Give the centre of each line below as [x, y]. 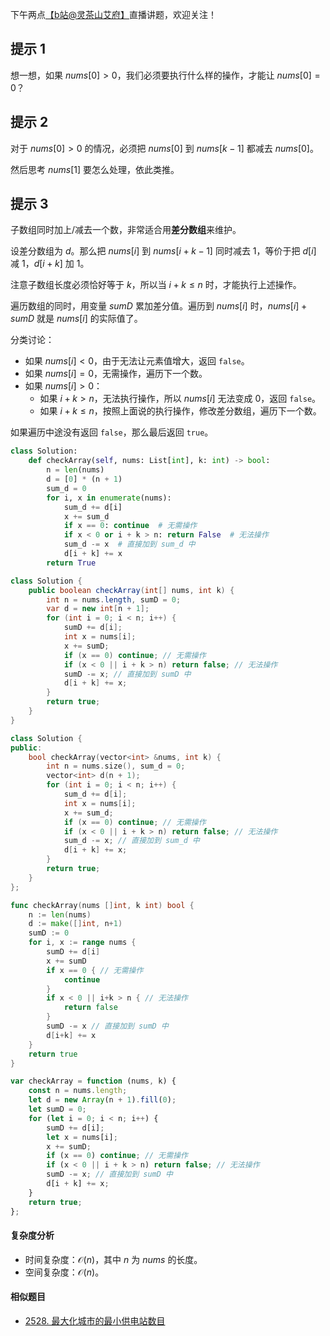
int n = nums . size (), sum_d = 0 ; [116, 766]
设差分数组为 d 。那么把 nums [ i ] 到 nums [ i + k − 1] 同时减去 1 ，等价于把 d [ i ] [163, 251]
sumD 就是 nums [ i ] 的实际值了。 [76, 319]
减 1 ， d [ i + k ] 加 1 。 [50, 264]
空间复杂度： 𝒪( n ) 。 [64, 1272]
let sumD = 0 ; [57, 1109]
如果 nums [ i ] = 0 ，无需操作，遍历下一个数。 [116, 374]
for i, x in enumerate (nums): [109, 498]
